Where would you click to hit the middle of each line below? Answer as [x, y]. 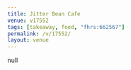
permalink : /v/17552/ [39, 34]
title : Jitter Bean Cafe [44, 14]
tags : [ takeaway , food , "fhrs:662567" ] [66, 27]
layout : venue [28, 40]
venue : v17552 [28, 21]
